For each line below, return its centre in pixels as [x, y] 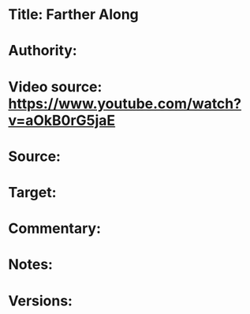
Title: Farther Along [74, 15]
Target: [32, 192]
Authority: [43, 51]
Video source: [55, 86]
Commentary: [54, 228]
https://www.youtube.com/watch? [125, 103]
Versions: [41, 301]
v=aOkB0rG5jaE [62, 120]
